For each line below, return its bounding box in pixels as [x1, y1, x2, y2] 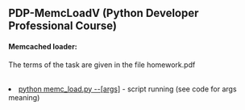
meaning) [8, 92, 40, 102]
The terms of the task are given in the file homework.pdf [8, 60, 196, 70]
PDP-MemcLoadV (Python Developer [8, 6, 199, 20]
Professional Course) [8, 19, 117, 33]
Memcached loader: [8, 41, 78, 51]
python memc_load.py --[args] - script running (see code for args [19, 84, 237, 94]
